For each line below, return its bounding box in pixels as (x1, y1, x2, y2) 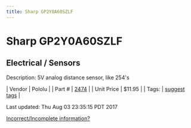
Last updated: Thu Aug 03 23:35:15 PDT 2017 (6, 103, 118, 110)
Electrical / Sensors (6, 58, 81, 68)
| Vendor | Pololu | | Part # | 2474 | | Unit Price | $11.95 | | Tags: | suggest (6, 85, 185, 92)
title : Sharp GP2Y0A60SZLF (6, 8, 73, 15)
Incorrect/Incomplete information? (6, 114, 91, 122)
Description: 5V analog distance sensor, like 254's (6, 74, 130, 81)
